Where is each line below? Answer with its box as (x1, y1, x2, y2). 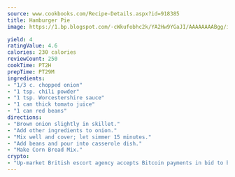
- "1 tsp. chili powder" (7, 88, 80, 95)
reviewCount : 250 (7, 55, 58, 63)
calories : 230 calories (7, 49, 77, 56)
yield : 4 (7, 36, 33, 43)
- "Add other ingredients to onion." (7, 127, 117, 134)
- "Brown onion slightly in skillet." (7, 120, 120, 127)
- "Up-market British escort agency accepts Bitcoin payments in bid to (7, 160, 224, 167)
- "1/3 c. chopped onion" (7, 81, 83, 88)
